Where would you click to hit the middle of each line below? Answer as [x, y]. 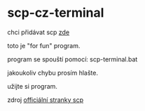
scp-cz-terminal [56, 13]
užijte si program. [33, 86]
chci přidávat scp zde [39, 32]
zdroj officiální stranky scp [46, 100]
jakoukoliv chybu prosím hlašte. [53, 73]
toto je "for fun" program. [44, 45]
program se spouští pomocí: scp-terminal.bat [72, 59]
